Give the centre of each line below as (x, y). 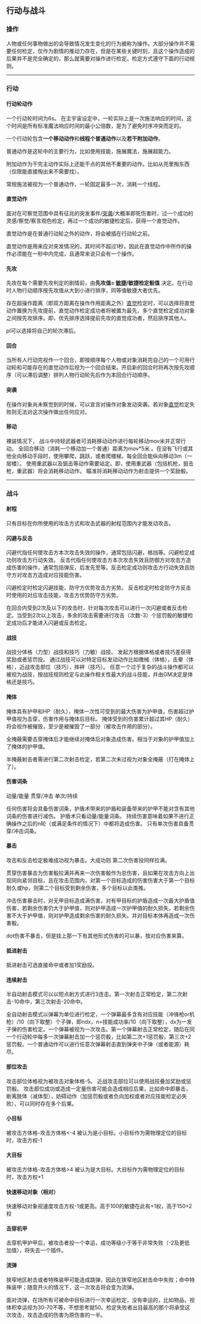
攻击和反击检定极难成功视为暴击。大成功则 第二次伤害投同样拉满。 (88, 860)
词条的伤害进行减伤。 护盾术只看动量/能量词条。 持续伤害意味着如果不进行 (98, 816)
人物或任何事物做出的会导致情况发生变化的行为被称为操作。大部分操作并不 (98, 43)
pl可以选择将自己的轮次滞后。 (42, 331)
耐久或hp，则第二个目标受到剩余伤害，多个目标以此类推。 (77, 888)
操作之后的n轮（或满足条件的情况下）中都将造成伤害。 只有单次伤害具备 (100, 823)
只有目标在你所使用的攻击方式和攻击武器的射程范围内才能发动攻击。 (90, 523)
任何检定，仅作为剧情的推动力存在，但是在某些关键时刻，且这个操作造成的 (103, 51)
